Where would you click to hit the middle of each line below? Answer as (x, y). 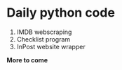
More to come (27, 60)
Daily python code (61, 13)
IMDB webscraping (44, 32)
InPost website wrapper (51, 46)
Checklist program (43, 39)
